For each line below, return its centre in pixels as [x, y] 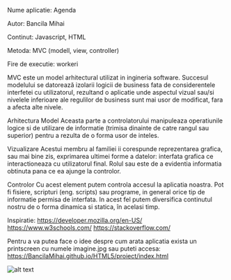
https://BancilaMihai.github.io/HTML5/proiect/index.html [88, 256]
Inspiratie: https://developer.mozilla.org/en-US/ [75, 220]
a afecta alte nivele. [35, 107]
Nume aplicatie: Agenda [42, 10]
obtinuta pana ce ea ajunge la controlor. [64, 171]
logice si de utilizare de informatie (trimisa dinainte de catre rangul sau [108, 128]
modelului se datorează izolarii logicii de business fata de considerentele [111, 85]
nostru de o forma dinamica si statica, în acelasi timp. [83, 207]
